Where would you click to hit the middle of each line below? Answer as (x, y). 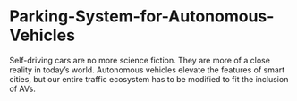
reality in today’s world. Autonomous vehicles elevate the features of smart (147, 70)
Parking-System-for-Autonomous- (142, 17)
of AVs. (22, 88)
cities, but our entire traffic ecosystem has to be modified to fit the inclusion (149, 79)
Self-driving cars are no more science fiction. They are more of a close (140, 60)
